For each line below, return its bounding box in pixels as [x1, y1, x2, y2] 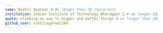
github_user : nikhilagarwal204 [5, 20, 68, 26]
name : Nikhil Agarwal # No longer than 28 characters [5, 7, 116, 12]
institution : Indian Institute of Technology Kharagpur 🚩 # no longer [5, 12, 151, 16]
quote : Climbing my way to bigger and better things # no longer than [5, 16, 151, 21]
